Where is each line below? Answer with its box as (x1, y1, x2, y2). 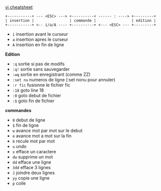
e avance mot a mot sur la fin (12, 133, 72, 138)
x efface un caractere (12, 149, 56, 154)
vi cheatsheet (5, 4, 33, 10)
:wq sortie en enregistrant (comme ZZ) (12, 71, 91, 77)
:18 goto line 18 (12, 87, 44, 93)
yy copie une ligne (12, 175, 50, 181)
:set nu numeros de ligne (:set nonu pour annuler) (12, 77, 115, 82)
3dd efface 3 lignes (12, 165, 51, 170)
